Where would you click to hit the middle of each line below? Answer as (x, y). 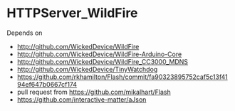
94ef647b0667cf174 (47, 84)
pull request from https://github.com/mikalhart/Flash (94, 92)
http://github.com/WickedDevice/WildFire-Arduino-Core (99, 54)
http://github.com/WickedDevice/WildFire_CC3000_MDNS (103, 61)
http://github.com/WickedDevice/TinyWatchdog (87, 69)
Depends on (25, 33)
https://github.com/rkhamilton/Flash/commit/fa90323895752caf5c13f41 (122, 77)
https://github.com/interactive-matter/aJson (82, 99)
